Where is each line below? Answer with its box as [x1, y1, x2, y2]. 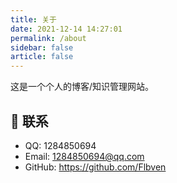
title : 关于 [10, 14, 57, 25]
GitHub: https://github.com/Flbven [24, 161, 167, 173]
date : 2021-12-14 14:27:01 [10, 24, 123, 34]
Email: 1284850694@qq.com [24, 150, 145, 162]
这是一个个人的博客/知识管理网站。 [10, 81, 155, 93]
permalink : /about [10, 33, 87, 43]
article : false [10, 52, 74, 62]
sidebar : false [10, 42, 74, 53]
